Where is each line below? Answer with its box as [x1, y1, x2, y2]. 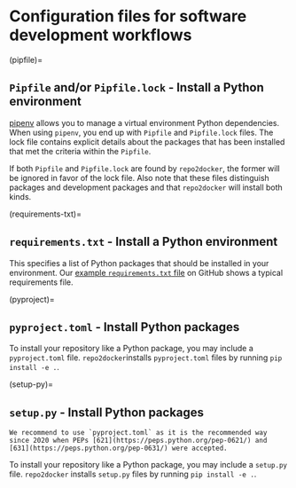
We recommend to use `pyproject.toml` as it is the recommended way [9, 429, 268, 437]
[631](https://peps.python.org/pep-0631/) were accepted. [9, 444, 228, 453]
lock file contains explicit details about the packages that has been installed [9, 136, 285, 147]
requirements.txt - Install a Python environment [9, 234, 278, 249]
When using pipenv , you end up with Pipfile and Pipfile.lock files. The [9, 127, 274, 138]
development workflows [9, 25, 192, 45]
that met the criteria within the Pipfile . [9, 146, 152, 156]
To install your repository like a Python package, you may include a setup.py [9, 460, 288, 470]
